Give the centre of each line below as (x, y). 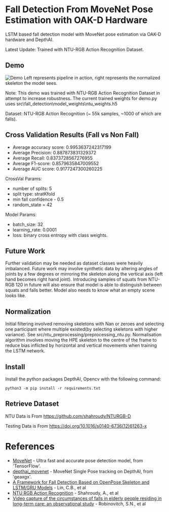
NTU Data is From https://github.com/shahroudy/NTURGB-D (68, 416)
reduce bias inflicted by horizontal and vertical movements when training (81, 345)
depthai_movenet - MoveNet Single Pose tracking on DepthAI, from (83, 471)
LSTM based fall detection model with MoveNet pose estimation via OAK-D (83, 34)
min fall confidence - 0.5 (38, 199)
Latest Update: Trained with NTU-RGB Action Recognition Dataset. (75, 49)
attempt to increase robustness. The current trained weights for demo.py (81, 98)
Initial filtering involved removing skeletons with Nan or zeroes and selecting (85, 324)
